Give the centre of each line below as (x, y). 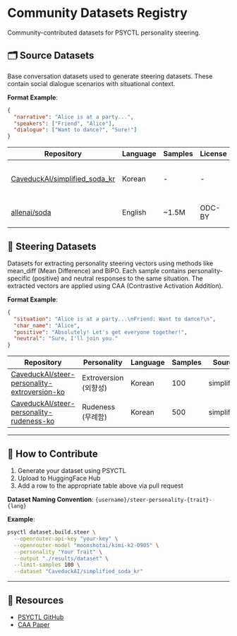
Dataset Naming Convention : (50, 499)
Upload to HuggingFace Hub (59, 478)
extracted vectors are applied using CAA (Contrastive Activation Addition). (115, 286)
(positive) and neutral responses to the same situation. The (117, 278)
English (134, 212)
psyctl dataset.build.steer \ (52, 532)
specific (19, 278)
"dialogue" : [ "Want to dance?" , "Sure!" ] (75, 130)
